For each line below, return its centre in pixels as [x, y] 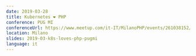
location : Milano [27, 33]
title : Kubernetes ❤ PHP [36, 17]
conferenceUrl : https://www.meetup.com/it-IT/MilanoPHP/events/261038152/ [99, 28]
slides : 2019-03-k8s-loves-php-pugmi [52, 38]
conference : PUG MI [30, 22]
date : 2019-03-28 [27, 11]
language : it [22, 44]
